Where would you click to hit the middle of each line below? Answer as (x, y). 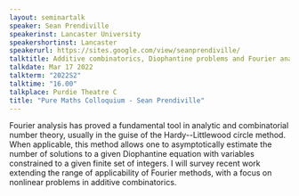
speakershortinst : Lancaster (63, 42)
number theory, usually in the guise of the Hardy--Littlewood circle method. (148, 135)
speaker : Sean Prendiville (59, 26)
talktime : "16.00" (43, 84)
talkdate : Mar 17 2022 (51, 68)
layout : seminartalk (48, 17)
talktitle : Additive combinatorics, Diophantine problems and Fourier (143, 59)
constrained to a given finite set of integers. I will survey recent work (135, 163)
